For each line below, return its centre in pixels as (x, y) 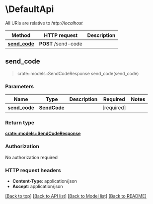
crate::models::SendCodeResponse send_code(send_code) (78, 73)
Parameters (19, 86)
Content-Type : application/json (44, 181)
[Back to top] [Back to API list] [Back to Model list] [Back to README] (76, 196)
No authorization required (32, 157)
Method (21, 35)
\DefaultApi (30, 9)
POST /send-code (61, 43)
